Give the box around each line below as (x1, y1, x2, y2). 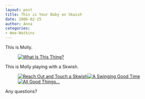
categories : (5, 26, 30, 31)
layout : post (5, 7, 33, 12)
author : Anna (5, 21, 33, 26)
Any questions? (5, 88, 38, 94)
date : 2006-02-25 (5, 16, 42, 21)
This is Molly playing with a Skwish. (5, 63, 79, 69)
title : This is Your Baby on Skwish (5, 12, 82, 17)
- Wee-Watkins (5, 30, 35, 35)
